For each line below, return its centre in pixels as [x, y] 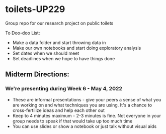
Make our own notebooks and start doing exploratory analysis [77, 48]
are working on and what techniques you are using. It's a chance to [82, 105]
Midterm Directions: [37, 75]
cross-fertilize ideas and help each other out [58, 110]
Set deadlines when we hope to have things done [64, 58]
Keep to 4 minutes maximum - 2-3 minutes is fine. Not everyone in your [87, 115]
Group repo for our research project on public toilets [59, 23]
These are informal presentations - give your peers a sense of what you [87, 99]
